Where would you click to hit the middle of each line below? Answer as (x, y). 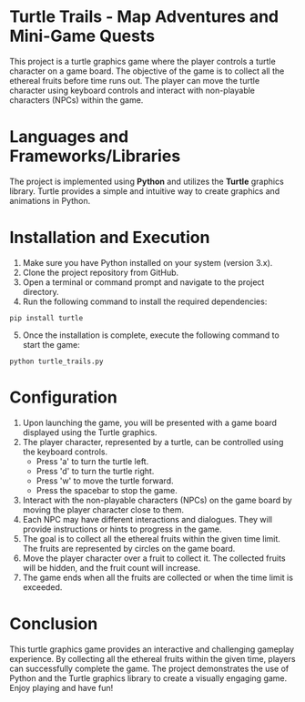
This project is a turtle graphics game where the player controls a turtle (142, 61)
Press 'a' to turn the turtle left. (92, 461)
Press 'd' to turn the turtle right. (95, 471)
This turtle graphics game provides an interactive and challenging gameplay (152, 649)
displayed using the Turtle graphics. (90, 432)
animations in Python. (50, 200)
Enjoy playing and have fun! (61, 687)
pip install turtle (46, 318)
